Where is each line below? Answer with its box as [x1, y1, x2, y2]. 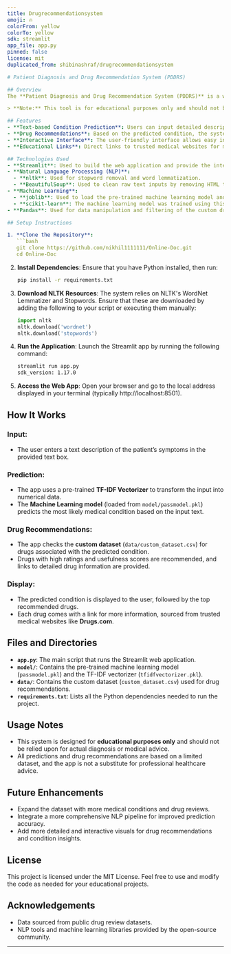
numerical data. [16, 493, 62, 501]
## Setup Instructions [7, 219, 72, 226]
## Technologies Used [7, 156, 69, 163]
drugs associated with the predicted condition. [16, 548, 149, 556]
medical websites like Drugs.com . [16, 617, 114, 625]
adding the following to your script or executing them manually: [16, 304, 197, 312]
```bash [16, 238, 38, 245]
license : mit [7, 55, 45, 62]
